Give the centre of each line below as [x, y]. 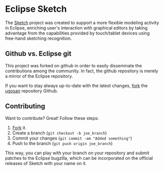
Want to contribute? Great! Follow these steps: [52, 118]
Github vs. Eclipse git [38, 54]
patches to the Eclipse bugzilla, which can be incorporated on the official [79, 158]
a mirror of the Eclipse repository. [39, 76]
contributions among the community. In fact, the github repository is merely [82, 71]
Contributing [25, 106]
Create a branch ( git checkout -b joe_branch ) [60, 133]
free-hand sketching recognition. [39, 38]
